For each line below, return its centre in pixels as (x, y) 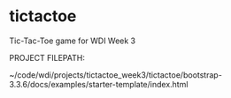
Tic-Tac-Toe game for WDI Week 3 (73, 41)
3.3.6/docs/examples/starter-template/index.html (99, 84)
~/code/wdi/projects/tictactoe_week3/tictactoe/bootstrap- (116, 75)
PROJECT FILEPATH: (47, 57)
